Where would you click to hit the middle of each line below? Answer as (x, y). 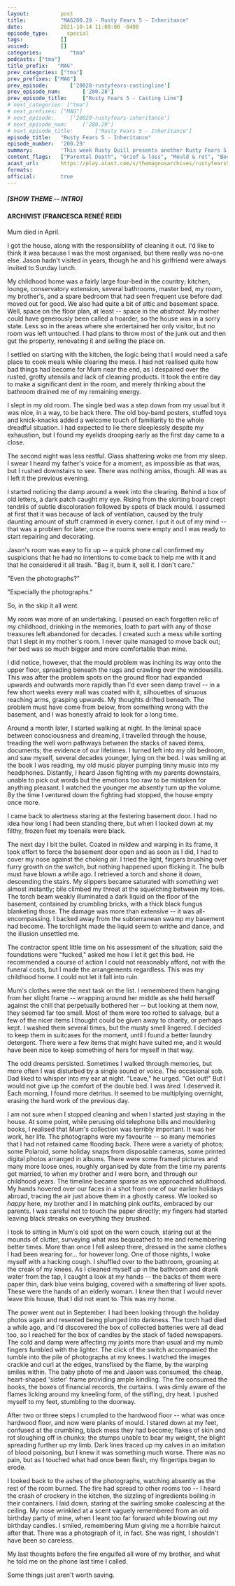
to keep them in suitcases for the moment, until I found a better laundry (109, 1035)
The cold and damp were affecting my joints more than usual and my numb (115, 1342)
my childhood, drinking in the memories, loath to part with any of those (109, 626)
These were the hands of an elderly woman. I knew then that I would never (115, 1291)
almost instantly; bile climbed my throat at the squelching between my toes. (116, 889)
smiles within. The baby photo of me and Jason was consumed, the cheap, (115, 1372)
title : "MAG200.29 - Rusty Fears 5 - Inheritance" (98, 20)
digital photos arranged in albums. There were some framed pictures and (113, 1159)
